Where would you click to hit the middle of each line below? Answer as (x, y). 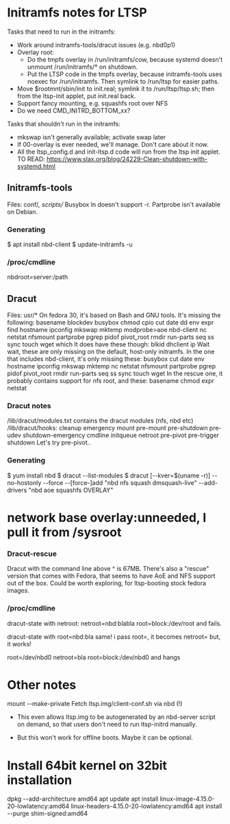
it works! (20, 644)
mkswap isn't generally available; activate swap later (91, 137)
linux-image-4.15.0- (187, 799)
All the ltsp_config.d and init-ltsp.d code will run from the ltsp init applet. (118, 152)
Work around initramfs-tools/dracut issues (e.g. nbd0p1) (96, 45)
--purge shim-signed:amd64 (48, 814)
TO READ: (31, 158)
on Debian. (22, 211)
